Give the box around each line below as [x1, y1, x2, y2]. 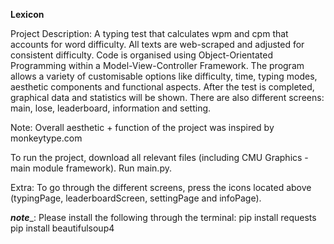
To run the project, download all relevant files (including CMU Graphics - [10, 152, 309, 163]
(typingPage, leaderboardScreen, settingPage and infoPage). [10, 192, 262, 204]
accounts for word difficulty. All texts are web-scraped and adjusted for [10, 39, 305, 50]
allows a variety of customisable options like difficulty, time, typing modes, [10, 70, 318, 82]
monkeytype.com [10, 132, 83, 144]
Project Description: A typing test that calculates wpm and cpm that [10, 28, 289, 39]
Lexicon [10, 9, 45, 20]
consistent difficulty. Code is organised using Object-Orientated [10, 49, 274, 61]
